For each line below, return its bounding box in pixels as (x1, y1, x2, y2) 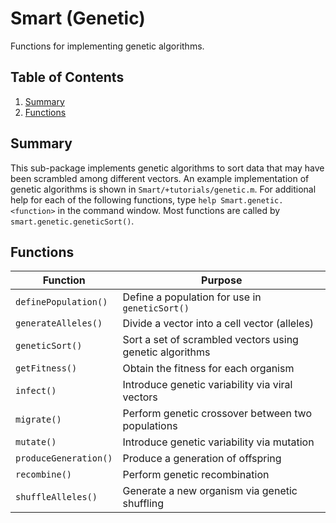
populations (122, 419, 178, 433)
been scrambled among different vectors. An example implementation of (10, 172, 310, 184)
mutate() (15, 437, 57, 448)
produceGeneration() (15, 453, 113, 464)
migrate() (15, 414, 62, 426)
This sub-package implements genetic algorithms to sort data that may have (10, 162, 325, 174)
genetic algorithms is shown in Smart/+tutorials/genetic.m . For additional (10, 183, 317, 195)
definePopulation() (15, 297, 108, 308)
